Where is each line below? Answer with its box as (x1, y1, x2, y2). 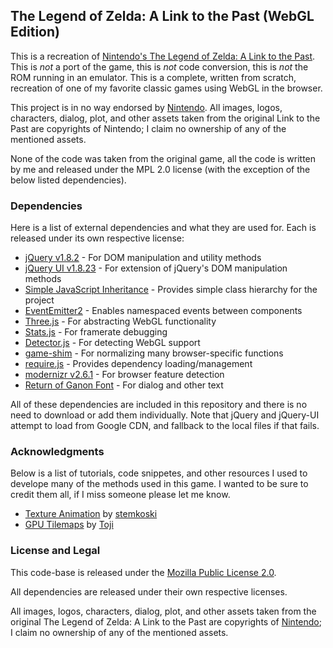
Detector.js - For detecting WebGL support (24, 337, 201, 349)
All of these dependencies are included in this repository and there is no (10, 399, 308, 411)
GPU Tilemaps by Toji (24, 519, 114, 531)
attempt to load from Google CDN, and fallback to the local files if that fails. (10, 420, 320, 432)
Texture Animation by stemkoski (24, 508, 158, 520)
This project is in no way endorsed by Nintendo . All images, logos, (10, 101, 283, 113)
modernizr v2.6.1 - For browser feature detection (24, 369, 225, 381)
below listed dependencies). (10, 174, 127, 186)
